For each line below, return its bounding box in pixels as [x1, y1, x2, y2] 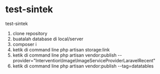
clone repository [12, 30, 48, 36]
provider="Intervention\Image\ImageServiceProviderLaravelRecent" [12, 57, 156, 63]
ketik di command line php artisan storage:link [12, 46, 110, 53]
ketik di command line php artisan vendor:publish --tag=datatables [12, 63, 154, 69]
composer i [12, 41, 37, 47]
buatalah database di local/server [12, 36, 83, 42]
